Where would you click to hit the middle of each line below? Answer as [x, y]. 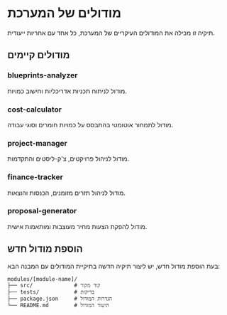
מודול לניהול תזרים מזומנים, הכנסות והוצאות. [67, 193]
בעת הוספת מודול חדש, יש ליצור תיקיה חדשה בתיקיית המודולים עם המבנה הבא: [114, 266]
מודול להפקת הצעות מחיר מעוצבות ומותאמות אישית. [77, 226]
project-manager [37, 143]
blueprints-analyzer [43, 75]
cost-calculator [35, 110]
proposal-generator [42, 211]
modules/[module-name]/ [43, 279]
